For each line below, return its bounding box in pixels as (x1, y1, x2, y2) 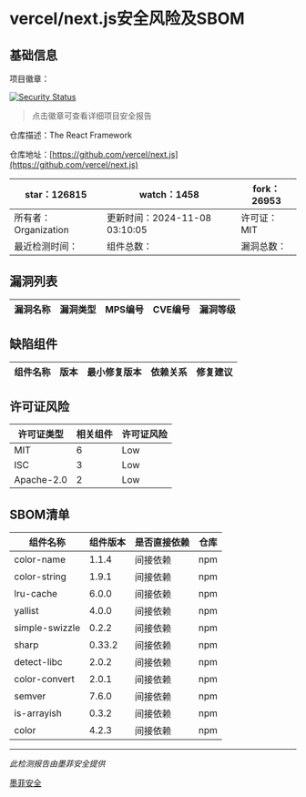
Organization (14, 224, 70, 236)
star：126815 (24, 189, 87, 200)
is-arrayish (14, 707, 62, 720)
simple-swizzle (14, 621, 80, 634)
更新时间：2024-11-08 (106, 211, 212, 224)
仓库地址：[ (9, 149, 53, 159)
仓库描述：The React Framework (9, 129, 132, 140)
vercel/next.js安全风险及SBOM (9, 8, 245, 29)
